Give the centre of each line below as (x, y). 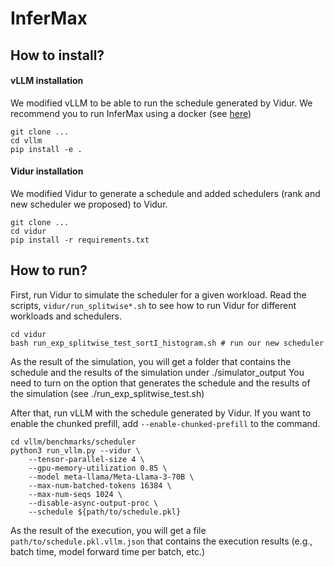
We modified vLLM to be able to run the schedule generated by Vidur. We (161, 103)
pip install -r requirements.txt (80, 240)
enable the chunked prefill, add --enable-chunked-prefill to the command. (165, 423)
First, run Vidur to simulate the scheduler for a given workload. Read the (158, 294)
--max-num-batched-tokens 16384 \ (100, 485)
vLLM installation (47, 81)
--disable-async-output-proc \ (93, 503)
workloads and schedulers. (66, 316)
